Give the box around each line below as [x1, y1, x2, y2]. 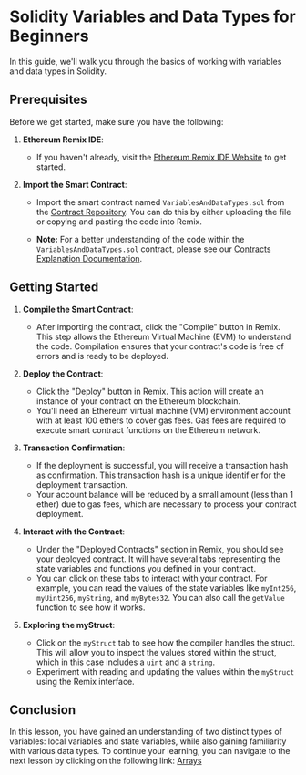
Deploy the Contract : [22, 367, 104, 379]
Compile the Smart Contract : [22, 304, 134, 315]
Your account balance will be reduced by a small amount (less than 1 [36, 489, 294, 500]
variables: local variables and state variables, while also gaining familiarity [9, 736, 287, 747]
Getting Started [9, 280, 99, 295]
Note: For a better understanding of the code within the [36, 233, 245, 244]
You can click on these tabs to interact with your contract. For [36, 573, 268, 584]
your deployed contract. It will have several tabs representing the [36, 553, 280, 564]
